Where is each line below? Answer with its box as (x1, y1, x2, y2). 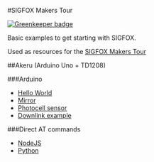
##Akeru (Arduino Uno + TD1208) (7, 61, 106, 70)
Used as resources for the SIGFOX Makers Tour (7, 48, 147, 55)
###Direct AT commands (7, 125, 81, 134)
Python (17, 146, 39, 155)
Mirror (17, 96, 37, 104)
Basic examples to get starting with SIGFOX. (7, 33, 136, 42)
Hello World (17, 89, 53, 97)
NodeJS (17, 139, 42, 147)
